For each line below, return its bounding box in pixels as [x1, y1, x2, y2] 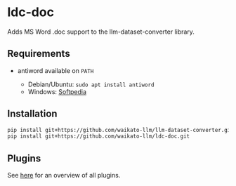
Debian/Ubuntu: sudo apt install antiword [27, 80, 155, 88]
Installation [7, 108, 58, 120]
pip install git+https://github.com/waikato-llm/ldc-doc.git [7, 133, 190, 140]
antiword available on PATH [17, 66, 94, 74]
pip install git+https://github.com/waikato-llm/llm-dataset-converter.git [7, 126, 234, 133]
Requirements [7, 48, 70, 60]
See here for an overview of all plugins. [7, 171, 121, 180]
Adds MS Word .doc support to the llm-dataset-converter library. [7, 27, 195, 36]
